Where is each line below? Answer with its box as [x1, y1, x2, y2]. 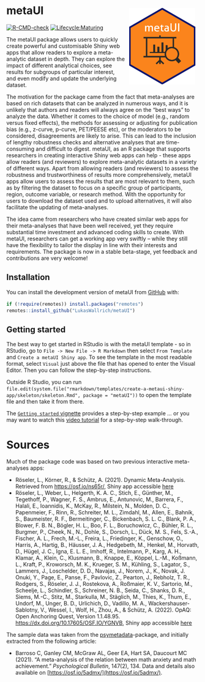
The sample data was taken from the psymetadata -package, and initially [6, 631, 188, 639]
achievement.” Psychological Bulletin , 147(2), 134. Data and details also [15, 662, 195, 670]
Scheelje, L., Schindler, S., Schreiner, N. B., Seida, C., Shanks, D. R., [15, 587, 185, 594]
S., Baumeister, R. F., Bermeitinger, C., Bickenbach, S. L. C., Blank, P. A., [15, 515, 196, 523]
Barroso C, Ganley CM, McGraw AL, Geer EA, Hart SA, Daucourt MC [15, 650, 188, 657]
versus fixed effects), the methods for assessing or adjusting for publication [6, 119, 198, 126]
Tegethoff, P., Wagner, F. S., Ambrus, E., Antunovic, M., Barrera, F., [15, 496, 184, 503]
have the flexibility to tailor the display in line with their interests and [6, 241, 177, 248]
